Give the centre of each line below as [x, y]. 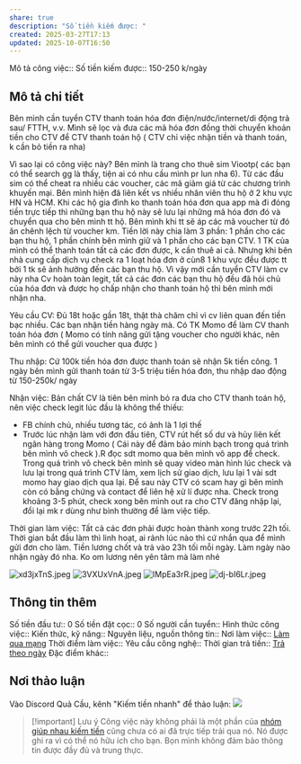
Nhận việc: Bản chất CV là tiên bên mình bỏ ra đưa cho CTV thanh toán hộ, [148, 398]
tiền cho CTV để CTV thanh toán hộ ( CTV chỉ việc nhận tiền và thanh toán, [148, 138]
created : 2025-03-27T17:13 [60, 34]
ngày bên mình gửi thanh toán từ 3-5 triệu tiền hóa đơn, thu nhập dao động [148, 371]
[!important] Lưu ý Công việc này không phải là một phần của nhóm [156, 721]
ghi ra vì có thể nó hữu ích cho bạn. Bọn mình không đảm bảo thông [157, 740]
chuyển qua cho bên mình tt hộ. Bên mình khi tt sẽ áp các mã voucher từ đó [150, 222]
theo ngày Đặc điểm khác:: [59, 653]
